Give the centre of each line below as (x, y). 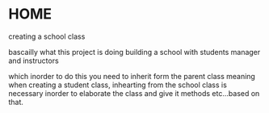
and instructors (34, 61)
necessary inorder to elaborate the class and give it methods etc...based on (134, 93)
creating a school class (47, 36)
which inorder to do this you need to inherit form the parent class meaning (132, 76)
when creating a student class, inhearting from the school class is (118, 85)
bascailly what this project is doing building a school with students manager (134, 52)
